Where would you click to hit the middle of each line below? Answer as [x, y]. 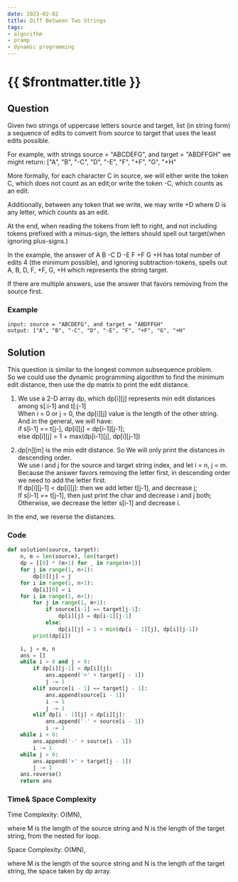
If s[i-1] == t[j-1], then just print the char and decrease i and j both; [114, 496]
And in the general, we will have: [65, 421]
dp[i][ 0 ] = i [52, 590]
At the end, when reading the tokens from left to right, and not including [112, 226]
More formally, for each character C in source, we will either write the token [118, 176]
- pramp [19, 41]
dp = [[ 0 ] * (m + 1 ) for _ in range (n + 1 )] [81, 563]
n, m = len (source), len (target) [70, 557]
